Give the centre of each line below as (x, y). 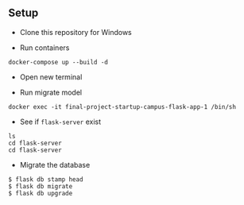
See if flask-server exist (60, 122)
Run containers (45, 48)
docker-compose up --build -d (58, 62)
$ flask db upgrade (41, 193)
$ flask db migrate (41, 186)
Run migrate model (50, 92)
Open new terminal (51, 77)
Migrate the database (55, 164)
